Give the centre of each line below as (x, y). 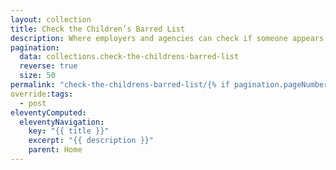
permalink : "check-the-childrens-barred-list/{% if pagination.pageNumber (169, 85)
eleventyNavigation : (62, 122)
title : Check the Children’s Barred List (98, 29)
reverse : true (48, 66)
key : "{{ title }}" (69, 131)
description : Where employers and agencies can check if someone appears (167, 38)
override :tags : (42, 94)
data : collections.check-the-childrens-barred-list (129, 57)
